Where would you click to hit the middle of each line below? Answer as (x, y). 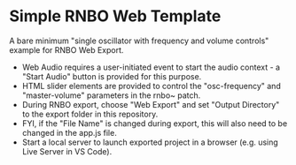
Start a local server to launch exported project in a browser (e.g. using (150, 142)
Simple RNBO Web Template (115, 16)
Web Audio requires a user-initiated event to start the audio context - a (151, 67)
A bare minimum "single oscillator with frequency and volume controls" (139, 41)
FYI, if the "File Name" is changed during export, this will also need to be (155, 123)
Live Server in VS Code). (67, 151)
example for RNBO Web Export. (66, 49)
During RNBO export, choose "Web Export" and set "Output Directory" (151, 104)
